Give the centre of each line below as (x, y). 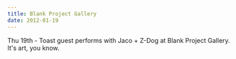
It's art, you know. (33, 48)
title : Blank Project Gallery (52, 14)
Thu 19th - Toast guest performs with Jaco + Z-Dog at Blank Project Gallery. (119, 40)
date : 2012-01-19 (33, 20)
